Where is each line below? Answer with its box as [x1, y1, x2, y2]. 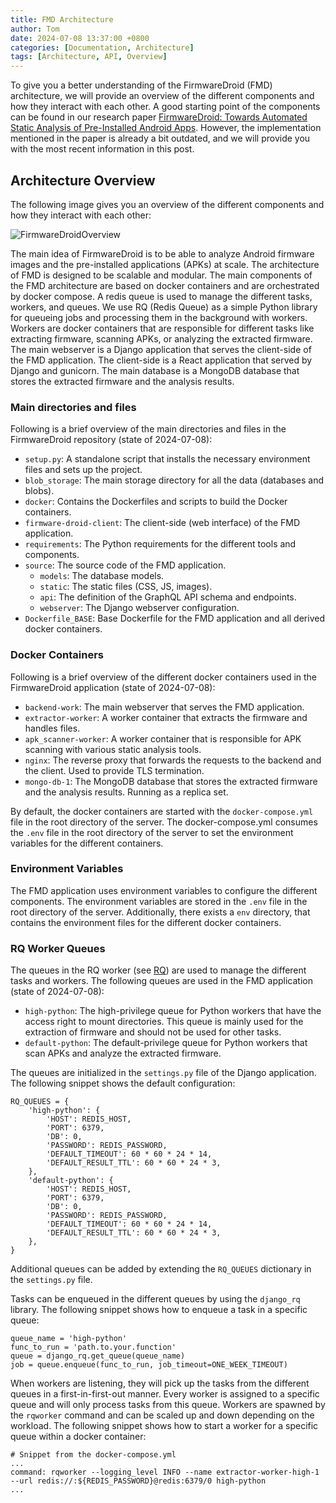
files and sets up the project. [24, 464, 143, 476]
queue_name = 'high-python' [10, 1334, 128, 1344]
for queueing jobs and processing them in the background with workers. [10, 311, 308, 323]
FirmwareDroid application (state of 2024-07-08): [10, 681, 216, 693]
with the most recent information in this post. [10, 143, 195, 155]
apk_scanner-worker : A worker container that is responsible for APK [24, 732, 302, 745]
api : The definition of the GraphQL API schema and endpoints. [39, 591, 297, 603]
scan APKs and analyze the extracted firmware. [24, 1047, 222, 1060]
